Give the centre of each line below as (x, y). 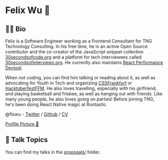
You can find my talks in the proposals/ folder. (53, 152)
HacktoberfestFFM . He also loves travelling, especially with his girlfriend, (81, 88)
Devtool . (14, 68)
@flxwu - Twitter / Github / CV (37, 114)
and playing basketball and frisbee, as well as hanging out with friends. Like (84, 94)
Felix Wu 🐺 (28, 10)
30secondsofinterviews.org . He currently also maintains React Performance (84, 62)
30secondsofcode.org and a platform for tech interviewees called (73, 57)
